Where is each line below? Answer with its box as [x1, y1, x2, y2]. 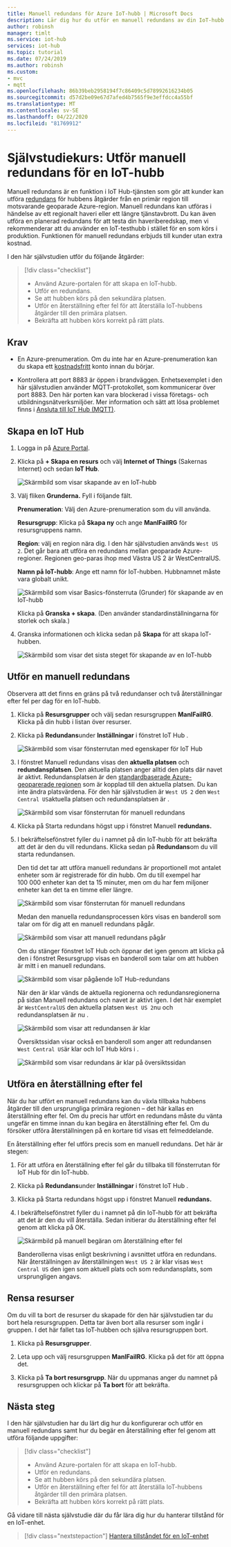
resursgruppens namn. [17, 526, 83, 535]
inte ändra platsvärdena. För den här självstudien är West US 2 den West [17, 787, 221, 796]
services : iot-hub [7, 42, 60, 49]
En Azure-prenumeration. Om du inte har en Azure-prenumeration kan [17, 355, 218, 363]
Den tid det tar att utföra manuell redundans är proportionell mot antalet [17, 863, 221, 871]
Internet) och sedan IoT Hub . [17, 465, 100, 473]
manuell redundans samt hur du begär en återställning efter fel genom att [7, 1426, 216, 1435]
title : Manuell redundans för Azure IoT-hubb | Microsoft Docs [7, 10, 194, 17]
